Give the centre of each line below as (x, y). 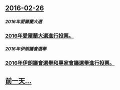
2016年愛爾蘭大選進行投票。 (39, 36)
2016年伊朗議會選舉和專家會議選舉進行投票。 (60, 63)
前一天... (18, 81)
